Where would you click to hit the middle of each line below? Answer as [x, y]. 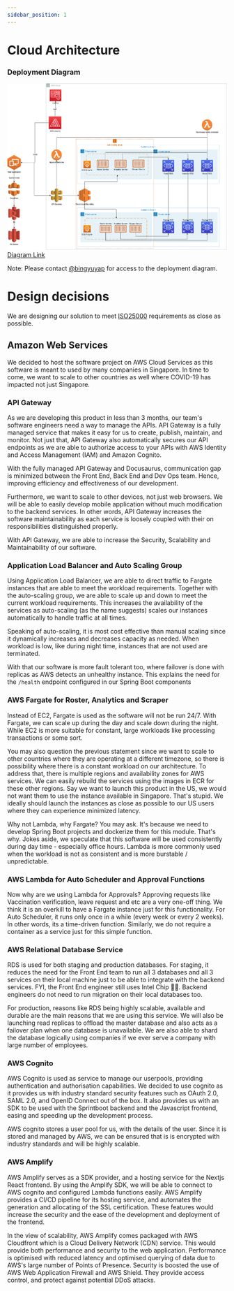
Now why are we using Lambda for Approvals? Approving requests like [109, 894]
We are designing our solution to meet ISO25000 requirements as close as [114, 316]
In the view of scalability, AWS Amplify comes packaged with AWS [103, 1235]
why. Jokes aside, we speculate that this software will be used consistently [115, 839]
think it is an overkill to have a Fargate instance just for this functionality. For [116, 909]
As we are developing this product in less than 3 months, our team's [105, 417]
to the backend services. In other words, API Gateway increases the [104, 511]
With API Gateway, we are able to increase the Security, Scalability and [109, 540]
